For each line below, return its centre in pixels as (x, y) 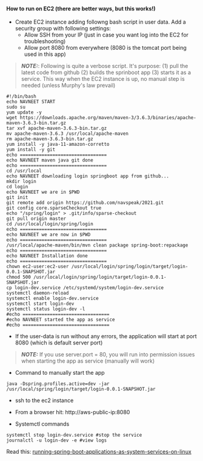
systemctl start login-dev (40, 304)
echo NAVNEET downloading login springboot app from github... (88, 176)
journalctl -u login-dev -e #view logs (57, 440)
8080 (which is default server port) (59, 343)
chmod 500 (19, 277)
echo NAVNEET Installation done (47, 256)
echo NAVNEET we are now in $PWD (48, 235)
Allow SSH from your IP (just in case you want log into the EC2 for (106, 35)
